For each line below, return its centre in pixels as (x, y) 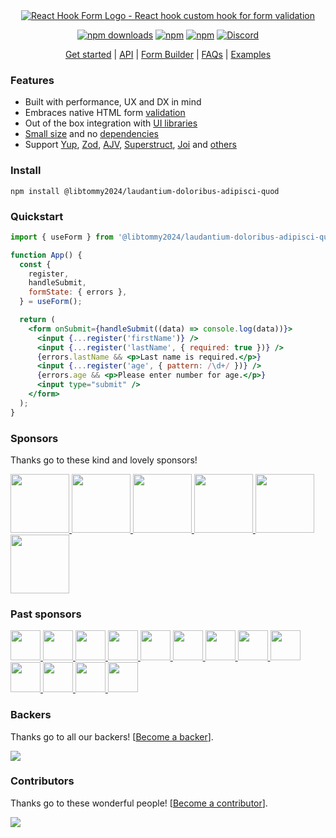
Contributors (42, 781)
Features (32, 80)
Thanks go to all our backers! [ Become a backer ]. (112, 736)
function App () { (46, 255)
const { (35, 264)
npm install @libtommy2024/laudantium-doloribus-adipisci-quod (145, 191)
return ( (37, 320)
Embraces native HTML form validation (105, 113)
